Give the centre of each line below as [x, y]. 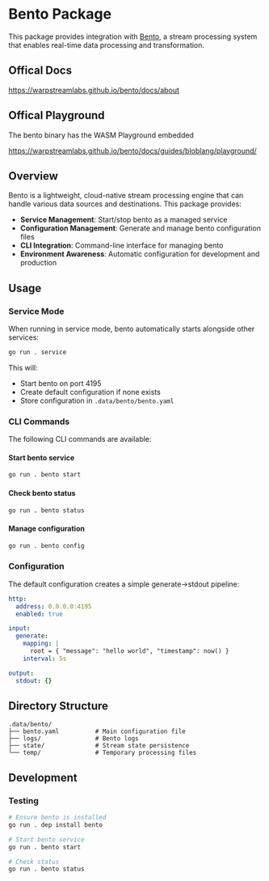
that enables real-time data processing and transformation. [106, 44]
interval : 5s [45, 659]
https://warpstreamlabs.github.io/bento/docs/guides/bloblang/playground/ [132, 150]
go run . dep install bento [56, 825]
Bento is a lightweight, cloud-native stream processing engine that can [126, 196]
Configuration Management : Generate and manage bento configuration [140, 228]
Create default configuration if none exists [90, 392]
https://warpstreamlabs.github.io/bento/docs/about [94, 90]
